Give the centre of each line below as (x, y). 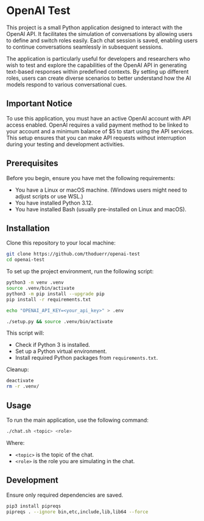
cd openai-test (26, 260)
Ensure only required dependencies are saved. (65, 495)
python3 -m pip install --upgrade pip (55, 294)
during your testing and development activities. (65, 144)
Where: (16, 442)
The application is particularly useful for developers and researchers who (98, 58)
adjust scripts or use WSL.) (49, 196)
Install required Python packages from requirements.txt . (86, 358)
